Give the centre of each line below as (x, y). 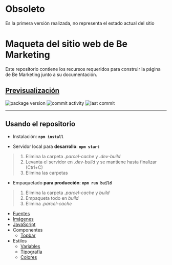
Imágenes (23, 219)
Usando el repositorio (40, 124)
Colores (29, 257)
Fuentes (21, 213)
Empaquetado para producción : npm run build (62, 182)
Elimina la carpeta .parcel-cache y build (68, 193)
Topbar (28, 235)
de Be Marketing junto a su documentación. (51, 74)
